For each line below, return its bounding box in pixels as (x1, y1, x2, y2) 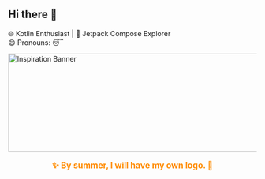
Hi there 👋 (8, 8, 58, 21)
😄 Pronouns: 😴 (8, 37, 64, 47)
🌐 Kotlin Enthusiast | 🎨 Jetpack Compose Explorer (8, 28, 171, 38)
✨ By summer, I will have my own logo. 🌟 (51, 159, 214, 170)
